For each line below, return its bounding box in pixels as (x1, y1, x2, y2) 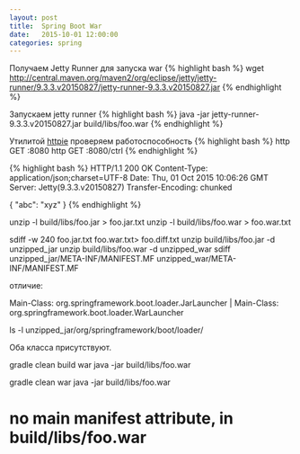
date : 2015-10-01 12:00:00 (9, 30, 119, 39)
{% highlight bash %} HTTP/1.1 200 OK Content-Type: (9, 163, 208, 174)
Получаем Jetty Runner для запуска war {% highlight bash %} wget (9, 63, 265, 74)
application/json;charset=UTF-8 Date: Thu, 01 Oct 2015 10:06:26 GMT (9, 173, 269, 183)
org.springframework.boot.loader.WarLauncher (9, 307, 184, 318)
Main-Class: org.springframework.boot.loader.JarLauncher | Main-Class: (9, 298, 279, 308)
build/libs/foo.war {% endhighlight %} (84, 119, 224, 129)
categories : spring (9, 38, 83, 48)
